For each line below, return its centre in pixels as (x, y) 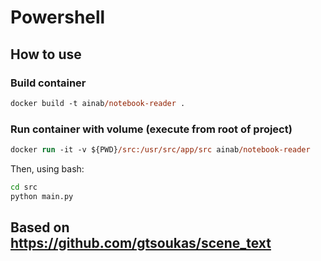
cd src (24, 187)
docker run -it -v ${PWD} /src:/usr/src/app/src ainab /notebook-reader (160, 150)
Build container (48, 83)
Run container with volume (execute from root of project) (151, 129)
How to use (46, 54)
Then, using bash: (47, 168)
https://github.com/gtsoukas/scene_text (141, 243)
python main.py (42, 196)
